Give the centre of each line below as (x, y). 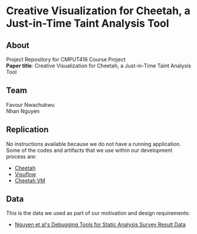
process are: (21, 156)
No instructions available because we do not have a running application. (94, 144)
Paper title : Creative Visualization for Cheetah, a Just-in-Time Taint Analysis (99, 66)
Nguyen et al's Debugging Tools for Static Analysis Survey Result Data (100, 225)
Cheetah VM (30, 180)
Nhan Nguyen (23, 111)
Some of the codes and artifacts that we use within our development (89, 150)
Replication (27, 130)
